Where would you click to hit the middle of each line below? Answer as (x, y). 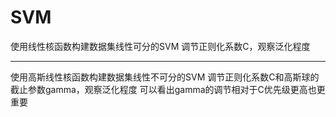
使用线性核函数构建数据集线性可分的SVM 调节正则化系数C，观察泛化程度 (160, 46)
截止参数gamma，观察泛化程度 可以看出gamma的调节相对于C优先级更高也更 (168, 89)
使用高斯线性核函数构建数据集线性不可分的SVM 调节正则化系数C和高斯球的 (165, 77)
